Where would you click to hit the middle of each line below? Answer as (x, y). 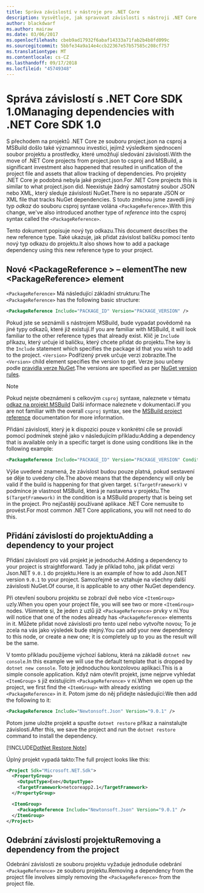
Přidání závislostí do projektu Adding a (80, 536)
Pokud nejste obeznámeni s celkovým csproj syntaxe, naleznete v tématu (98, 398)
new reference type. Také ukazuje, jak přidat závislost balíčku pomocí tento (101, 237)
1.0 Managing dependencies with (90, 112)
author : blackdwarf (31, 23)
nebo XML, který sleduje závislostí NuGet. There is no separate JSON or (96, 193)
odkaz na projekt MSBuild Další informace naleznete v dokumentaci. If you (99, 404)
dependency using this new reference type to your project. (80, 250)
